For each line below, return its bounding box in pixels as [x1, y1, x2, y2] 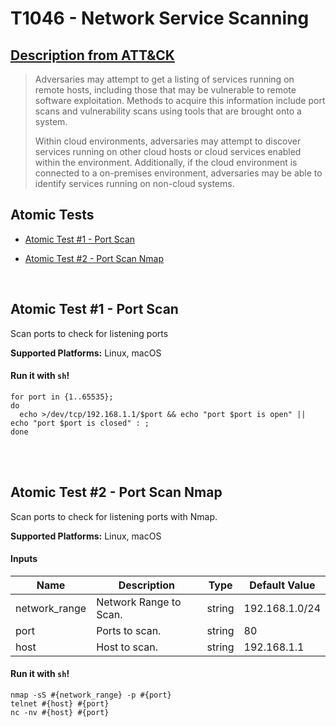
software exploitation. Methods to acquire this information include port [34, 95, 326, 106]
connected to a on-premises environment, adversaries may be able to [34, 167, 323, 179]
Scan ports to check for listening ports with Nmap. [10, 510, 218, 522]
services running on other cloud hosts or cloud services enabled [34, 146, 302, 157]
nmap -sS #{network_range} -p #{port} [10, 690, 172, 701]
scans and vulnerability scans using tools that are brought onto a [34, 105, 302, 117]
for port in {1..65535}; [10, 392, 114, 402]
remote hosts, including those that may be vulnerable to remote [34, 84, 297, 96]
